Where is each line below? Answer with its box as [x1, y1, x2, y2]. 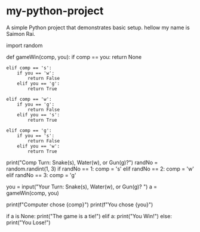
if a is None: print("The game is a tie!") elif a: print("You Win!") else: [6, 212, 172, 219]
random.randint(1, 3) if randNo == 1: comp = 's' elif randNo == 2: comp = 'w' [6, 165, 195, 172]
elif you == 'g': [17, 81, 60, 86]
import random [6, 42, 43, 49]
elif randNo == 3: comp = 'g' [6, 171, 76, 178]
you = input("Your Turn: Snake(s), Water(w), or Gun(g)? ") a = [6, 183, 158, 190]
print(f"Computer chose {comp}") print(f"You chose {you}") [6, 201, 153, 208]
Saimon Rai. [6, 30, 36, 37]
